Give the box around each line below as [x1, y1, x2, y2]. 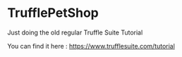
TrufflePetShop [7, 5, 99, 21]
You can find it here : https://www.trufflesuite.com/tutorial [7, 42, 175, 50]
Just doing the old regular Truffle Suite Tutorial [7, 28, 143, 37]
